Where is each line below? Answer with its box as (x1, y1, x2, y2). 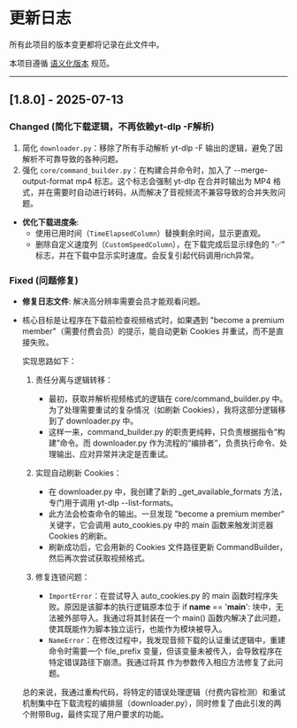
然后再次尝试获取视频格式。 (48, 553, 150, 563)
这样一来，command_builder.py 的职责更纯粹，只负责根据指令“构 (48, 426, 286, 437)
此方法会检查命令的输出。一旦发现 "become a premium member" (48, 508, 286, 519)
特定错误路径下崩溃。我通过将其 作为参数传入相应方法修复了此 (48, 656, 276, 667)
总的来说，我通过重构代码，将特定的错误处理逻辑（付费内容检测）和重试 (21, 686, 286, 697)
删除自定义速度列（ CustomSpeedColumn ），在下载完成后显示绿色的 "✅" (34, 238, 286, 249)
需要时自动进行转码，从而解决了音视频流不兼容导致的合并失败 (52, 187, 278, 197)
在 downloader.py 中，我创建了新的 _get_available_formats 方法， (48, 486, 287, 497)
